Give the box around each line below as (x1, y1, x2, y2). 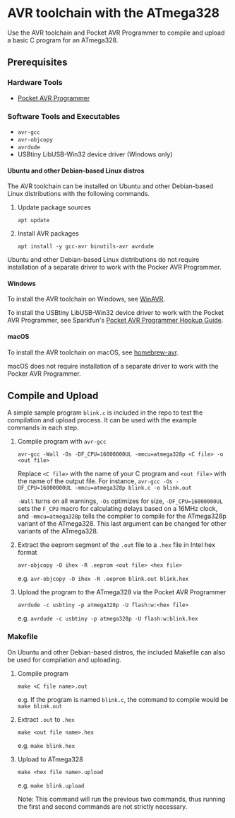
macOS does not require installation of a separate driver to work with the (7, 362, 219, 370)
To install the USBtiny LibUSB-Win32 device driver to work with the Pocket (7, 309, 224, 317)
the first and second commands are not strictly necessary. (17, 802, 188, 811)
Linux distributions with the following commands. (7, 190, 150, 198)
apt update (17, 217, 50, 224)
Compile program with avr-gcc (17, 437, 107, 446)
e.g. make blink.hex (17, 741, 76, 749)
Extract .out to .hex (17, 715, 76, 723)
